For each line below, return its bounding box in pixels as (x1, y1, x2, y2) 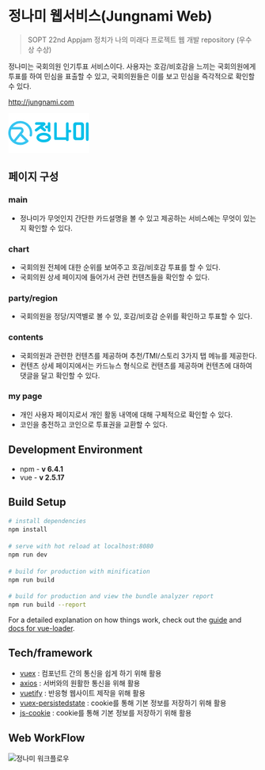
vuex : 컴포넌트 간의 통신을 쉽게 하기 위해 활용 (19, 668, 162, 677)
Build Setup (8, 495, 66, 509)
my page (8, 391, 43, 402)
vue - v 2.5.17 (19, 472, 65, 482)
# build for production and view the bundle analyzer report (8, 593, 214, 601)
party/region (8, 292, 58, 303)
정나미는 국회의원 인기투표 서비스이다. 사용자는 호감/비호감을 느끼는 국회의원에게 (8, 61, 256, 71)
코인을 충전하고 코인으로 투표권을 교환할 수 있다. (19, 419, 168, 429)
